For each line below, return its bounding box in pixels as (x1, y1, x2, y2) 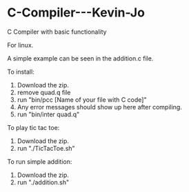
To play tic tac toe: (7, 123, 60, 131)
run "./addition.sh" (17, 178, 70, 186)
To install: (7, 67, 34, 76)
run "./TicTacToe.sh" (17, 144, 75, 152)
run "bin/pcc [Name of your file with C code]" (17, 95, 147, 104)
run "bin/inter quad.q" (17, 110, 80, 118)
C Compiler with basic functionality (7, 28, 107, 36)
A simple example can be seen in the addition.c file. (7, 54, 154, 63)
